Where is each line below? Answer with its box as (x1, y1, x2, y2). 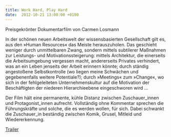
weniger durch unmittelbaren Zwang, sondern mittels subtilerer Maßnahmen (5, 47, 166, 53)
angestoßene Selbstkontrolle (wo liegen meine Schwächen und (5, 68, 139, 74)
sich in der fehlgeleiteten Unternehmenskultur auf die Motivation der (5, 79, 150, 86)
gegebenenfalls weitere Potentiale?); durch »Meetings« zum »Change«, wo (5, 74, 164, 80)
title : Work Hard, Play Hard (5, 7, 68, 13)
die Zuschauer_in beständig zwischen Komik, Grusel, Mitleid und (5, 111, 142, 117)
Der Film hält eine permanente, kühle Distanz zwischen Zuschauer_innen (5, 95, 159, 101)
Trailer (5, 126, 19, 132)
